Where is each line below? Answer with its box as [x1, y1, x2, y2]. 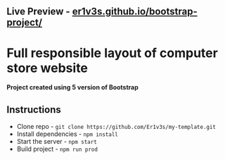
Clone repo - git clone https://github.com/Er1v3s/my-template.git [16, 123, 216, 131]
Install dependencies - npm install [16, 130, 119, 138]
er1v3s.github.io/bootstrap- [72, 6, 198, 18]
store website [6, 60, 89, 76]
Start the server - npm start [16, 137, 98, 146]
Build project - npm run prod [16, 144, 98, 154]
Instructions [6, 104, 61, 116]
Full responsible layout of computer [6, 45, 219, 61]
